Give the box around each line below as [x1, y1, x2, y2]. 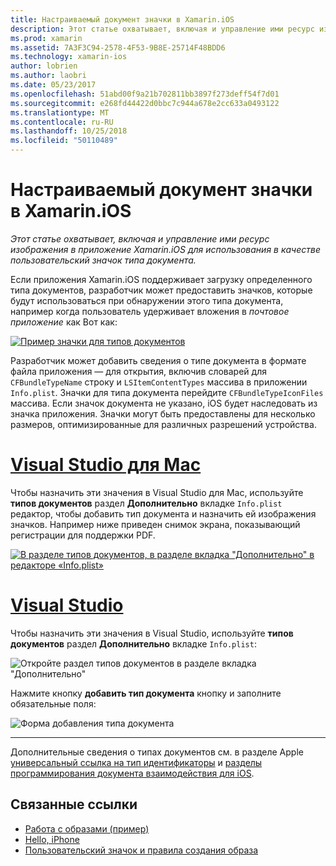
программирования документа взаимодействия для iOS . [10, 767, 255, 779]
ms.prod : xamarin [10, 33, 83, 43]
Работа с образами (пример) [24, 822, 150, 835]
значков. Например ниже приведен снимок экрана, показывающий [10, 518, 301, 530]
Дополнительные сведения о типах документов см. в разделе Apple [10, 746, 304, 758]
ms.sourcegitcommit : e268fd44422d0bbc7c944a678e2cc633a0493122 [10, 98, 280, 108]
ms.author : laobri [10, 71, 87, 81]
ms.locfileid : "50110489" [10, 136, 118, 146]
